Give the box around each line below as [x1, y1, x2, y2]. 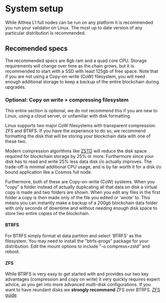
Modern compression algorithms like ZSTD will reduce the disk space [5, 148, 147, 154]
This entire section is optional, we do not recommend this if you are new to [5, 108, 158, 114]
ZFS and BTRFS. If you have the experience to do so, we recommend [5, 128, 146, 134]
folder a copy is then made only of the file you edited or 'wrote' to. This [5, 195, 150, 201]
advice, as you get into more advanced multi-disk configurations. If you [5, 282, 151, 288]
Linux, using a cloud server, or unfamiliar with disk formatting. [5, 113, 131, 119]
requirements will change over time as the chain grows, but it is [5, 63, 134, 69]
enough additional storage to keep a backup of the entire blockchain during [5, 78, 159, 84]
